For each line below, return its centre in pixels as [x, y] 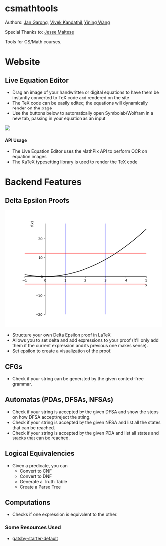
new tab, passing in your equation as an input [59, 118]
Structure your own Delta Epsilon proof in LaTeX [61, 335]
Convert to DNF [36, 476]
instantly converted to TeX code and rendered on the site [71, 97]
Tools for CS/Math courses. [33, 42]
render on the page [32, 108]
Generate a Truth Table [43, 481]
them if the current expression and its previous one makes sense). [80, 346]
